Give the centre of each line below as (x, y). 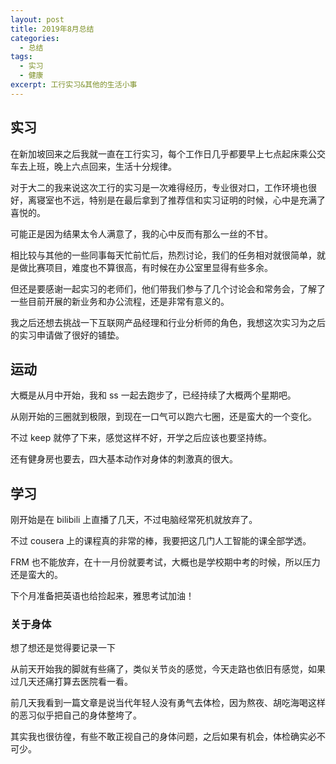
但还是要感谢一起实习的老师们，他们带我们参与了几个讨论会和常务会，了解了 (168, 288)
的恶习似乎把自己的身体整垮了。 (76, 715)
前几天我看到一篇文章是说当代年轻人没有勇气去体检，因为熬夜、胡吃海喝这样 (168, 703)
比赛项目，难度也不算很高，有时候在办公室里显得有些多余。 (150, 267)
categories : (35, 38)
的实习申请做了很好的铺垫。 (67, 335)
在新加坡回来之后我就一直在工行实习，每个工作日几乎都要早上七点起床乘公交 (168, 153)
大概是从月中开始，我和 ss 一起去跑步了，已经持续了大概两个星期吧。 (153, 395)
